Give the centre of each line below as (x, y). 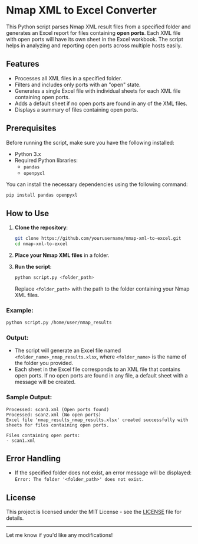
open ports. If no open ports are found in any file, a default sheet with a (101, 376)
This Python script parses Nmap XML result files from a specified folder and (98, 27)
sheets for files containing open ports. (58, 425)
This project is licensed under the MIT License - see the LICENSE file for (94, 512)
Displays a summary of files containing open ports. (76, 109)
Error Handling (33, 459)
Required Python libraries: (46, 160)
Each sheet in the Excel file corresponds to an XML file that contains (98, 369)
